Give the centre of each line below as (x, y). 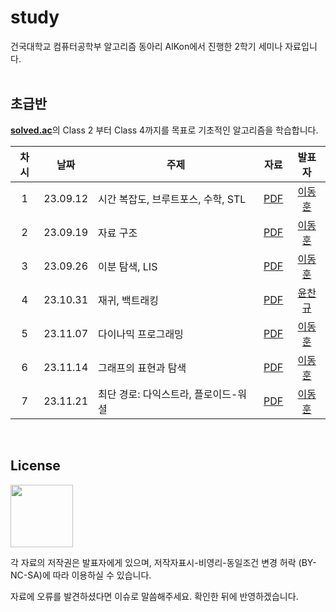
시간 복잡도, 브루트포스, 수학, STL (172, 199)
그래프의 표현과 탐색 (142, 368)
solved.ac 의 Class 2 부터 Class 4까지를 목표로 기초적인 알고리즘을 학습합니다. (164, 130)
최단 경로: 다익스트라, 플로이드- (168, 394)
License (35, 466)
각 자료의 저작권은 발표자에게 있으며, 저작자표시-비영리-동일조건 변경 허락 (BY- (163, 562)
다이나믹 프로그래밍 (141, 334)
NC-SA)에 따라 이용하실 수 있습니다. (81, 575)
